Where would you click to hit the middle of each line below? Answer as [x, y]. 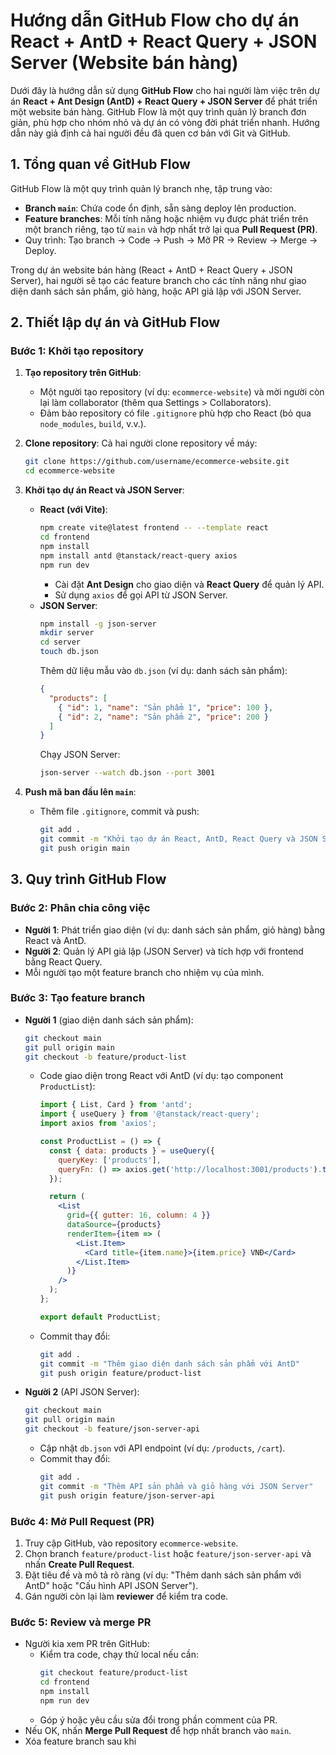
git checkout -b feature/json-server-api [112, 1429]
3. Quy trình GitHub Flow [88, 879]
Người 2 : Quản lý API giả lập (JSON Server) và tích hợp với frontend [164, 951]
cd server [60, 642]
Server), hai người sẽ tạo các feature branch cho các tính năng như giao [158, 280]
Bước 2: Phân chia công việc [80, 908]
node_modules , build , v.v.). [93, 424]
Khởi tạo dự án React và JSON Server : [104, 490]
